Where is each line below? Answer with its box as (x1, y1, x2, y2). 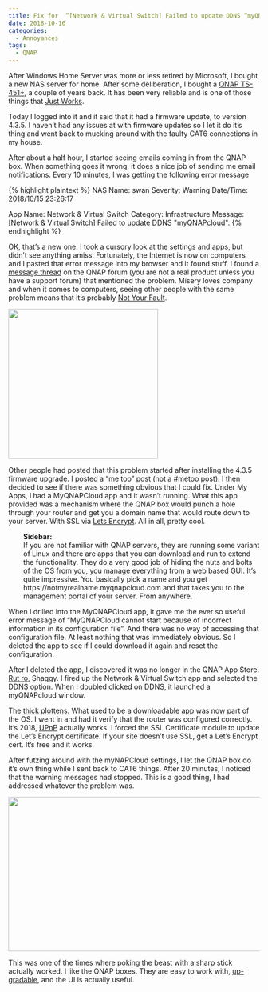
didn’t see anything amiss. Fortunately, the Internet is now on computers (8, 250, 246, 260)
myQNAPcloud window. (8, 690, 86, 700)
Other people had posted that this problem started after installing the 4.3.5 (8, 466, 253, 474)
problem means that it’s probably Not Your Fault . (8, 293, 167, 302)
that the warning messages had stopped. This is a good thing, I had (8, 773, 230, 782)
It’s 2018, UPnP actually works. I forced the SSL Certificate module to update (8, 723, 260, 732)
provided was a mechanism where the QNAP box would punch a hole (8, 499, 236, 509)
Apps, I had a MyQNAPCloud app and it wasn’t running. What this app (8, 491, 238, 500)
